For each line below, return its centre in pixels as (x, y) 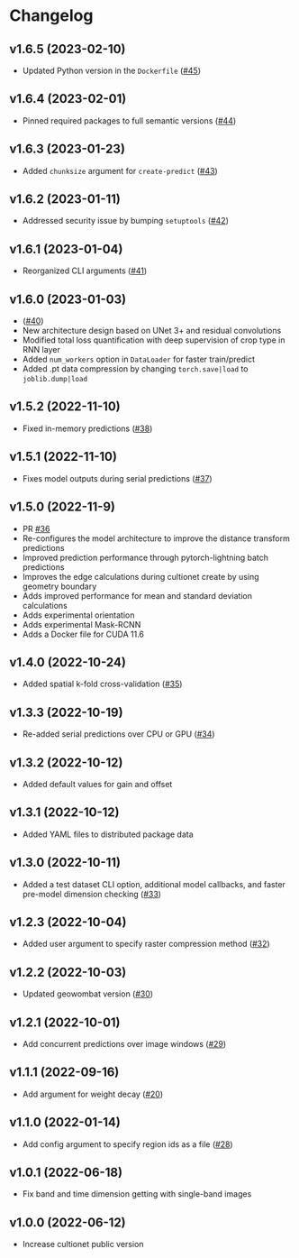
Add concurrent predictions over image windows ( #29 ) (124, 1044)
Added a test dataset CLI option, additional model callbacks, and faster (154, 884)
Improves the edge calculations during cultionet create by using (140, 576)
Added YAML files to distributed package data (108, 834)
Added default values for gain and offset (97, 784)
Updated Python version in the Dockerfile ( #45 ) (111, 70)
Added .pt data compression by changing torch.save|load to (135, 369)
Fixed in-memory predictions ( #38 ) (87, 428)
